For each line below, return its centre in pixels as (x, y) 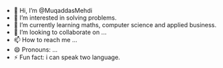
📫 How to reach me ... (45, 40)
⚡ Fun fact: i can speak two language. (67, 57)
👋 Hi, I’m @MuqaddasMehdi (53, 11)
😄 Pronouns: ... (36, 50)
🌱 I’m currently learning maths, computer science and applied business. (115, 25)
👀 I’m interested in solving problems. (65, 18)
